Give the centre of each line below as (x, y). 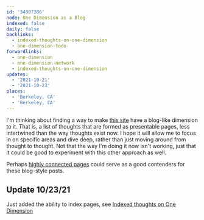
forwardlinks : (24, 52)
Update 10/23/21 (38, 190)
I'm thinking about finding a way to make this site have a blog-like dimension (102, 120)
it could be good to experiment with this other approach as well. (86, 152)
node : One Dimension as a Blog (46, 18)
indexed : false (26, 23)
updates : (17, 74)
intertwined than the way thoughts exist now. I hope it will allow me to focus (101, 133)
